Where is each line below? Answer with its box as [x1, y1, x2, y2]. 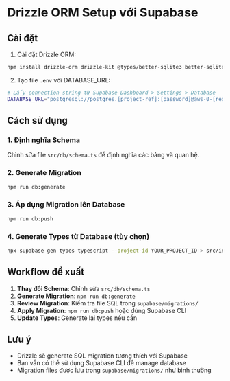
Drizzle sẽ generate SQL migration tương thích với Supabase [16, 351, 188, 360]
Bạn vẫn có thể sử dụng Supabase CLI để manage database [16, 359, 187, 367]
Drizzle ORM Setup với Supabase [7, 5, 199, 21]
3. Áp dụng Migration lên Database [7, 200, 125, 209]
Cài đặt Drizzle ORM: [16, 50, 77, 58]
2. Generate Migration [7, 168, 82, 178]
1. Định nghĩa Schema [7, 135, 81, 145]
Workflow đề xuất [7, 266, 85, 278]
